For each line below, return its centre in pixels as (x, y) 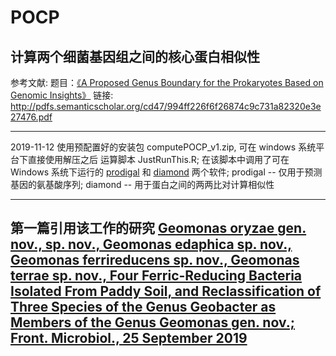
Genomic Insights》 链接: (62, 95)
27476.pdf (31, 117)
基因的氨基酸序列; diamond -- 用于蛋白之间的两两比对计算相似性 (142, 184)
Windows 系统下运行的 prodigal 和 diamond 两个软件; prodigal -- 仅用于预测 (166, 172)
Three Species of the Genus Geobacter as (143, 307)
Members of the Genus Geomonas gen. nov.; (152, 322)
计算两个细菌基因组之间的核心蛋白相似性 (135, 56)
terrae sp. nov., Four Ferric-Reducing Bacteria (156, 276)
